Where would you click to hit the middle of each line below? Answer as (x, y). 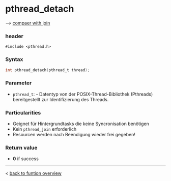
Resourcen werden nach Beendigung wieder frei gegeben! (74, 134)
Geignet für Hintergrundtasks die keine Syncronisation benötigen (81, 124)
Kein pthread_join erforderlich (45, 129)
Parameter (19, 83)
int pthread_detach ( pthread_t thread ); (48, 70)
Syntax (14, 59)
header (15, 36)
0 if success (26, 159)
